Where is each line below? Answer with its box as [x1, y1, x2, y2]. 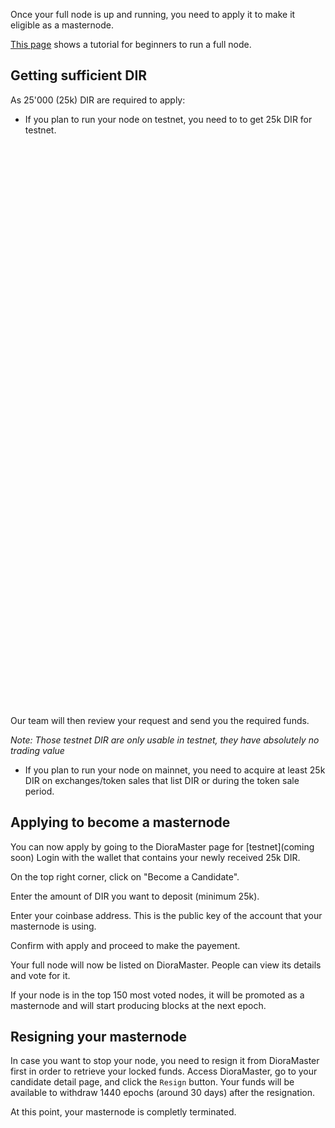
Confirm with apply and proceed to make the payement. [10, 939, 241, 951]
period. [24, 785, 55, 797]
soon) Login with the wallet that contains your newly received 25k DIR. [10, 851, 301, 863]
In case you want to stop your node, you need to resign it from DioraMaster [10, 1055, 320, 1067]
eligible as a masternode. [10, 19, 115, 31]
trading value [10, 744, 65, 756]
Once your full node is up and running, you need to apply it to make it [10, 9, 296, 20]
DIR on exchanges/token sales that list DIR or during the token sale [24, 774, 300, 786]
